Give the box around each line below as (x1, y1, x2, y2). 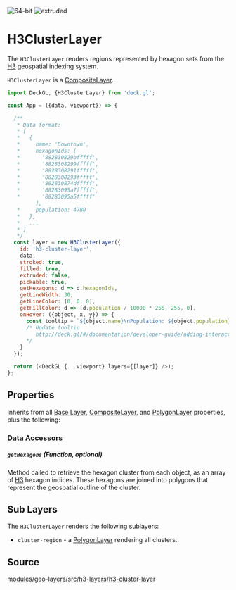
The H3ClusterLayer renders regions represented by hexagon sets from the (7, 54, 225, 63)
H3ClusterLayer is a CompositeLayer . (7, 75, 114, 84)
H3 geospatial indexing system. (7, 62, 98, 70)
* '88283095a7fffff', (16, 187, 99, 194)
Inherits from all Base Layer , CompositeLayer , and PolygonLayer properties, (7, 408, 226, 416)
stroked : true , (20, 258, 65, 265)
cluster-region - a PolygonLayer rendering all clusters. (17, 536, 178, 544)
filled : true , (20, 265, 61, 272)
